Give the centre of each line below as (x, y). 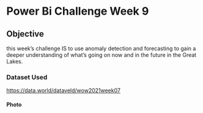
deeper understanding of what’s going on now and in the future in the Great (102, 55)
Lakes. (15, 61)
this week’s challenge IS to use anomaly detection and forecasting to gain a (101, 48)
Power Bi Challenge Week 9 (78, 11)
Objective (25, 34)
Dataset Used (27, 77)
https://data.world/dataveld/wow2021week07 (64, 90)
